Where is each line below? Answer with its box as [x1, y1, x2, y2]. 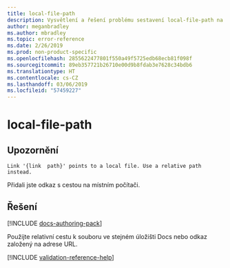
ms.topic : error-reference [7, 36, 85, 43]
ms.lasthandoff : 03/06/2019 [7, 81, 88, 88]
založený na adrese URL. [7, 240, 78, 248]
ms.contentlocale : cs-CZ [7, 74, 79, 82]
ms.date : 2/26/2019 [7, 42, 63, 49]
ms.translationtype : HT [7, 68, 76, 75]
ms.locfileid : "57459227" [7, 87, 81, 94]
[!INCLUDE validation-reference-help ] [7, 253, 114, 261]
